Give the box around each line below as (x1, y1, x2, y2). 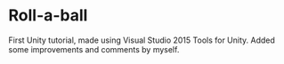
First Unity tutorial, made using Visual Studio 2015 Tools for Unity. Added (8, 35, 275, 45)
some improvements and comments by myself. (8, 44, 180, 54)
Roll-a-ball (8, 5, 88, 26)
